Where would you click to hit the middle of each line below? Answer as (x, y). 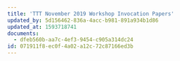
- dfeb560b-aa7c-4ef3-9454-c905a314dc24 (73, 40)
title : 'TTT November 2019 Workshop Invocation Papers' (91, 14)
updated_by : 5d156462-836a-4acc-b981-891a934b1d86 (83, 20)
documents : (23, 33)
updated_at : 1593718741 (42, 27)
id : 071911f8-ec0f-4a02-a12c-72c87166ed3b (70, 46)
